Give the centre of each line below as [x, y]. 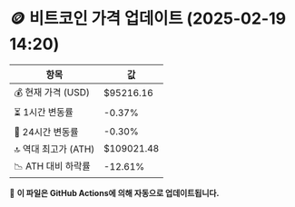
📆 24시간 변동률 [46, 132]
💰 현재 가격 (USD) [52, 92]
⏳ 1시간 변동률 [44, 112]
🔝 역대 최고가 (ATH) [54, 149]
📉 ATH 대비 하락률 [52, 166]
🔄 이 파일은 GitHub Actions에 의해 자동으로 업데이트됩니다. [114, 192]
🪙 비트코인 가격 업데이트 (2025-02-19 [148, 19]
